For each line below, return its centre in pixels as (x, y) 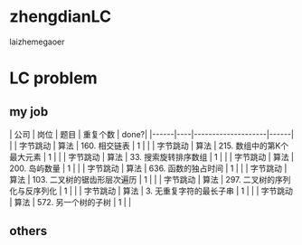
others (28, 231)
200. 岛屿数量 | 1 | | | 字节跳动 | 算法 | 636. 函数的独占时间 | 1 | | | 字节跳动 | (148, 168)
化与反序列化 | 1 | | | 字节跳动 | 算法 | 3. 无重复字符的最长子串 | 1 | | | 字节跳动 (151, 191)
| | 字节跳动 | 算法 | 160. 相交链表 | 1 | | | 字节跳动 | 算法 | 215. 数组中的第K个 (149, 146)
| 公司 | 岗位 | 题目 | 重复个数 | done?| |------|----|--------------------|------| (151, 134)
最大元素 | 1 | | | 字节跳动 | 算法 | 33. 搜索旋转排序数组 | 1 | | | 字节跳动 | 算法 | (152, 156)
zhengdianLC (60, 17)
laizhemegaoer (37, 42)
